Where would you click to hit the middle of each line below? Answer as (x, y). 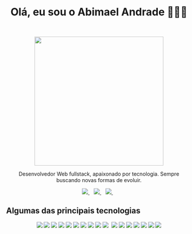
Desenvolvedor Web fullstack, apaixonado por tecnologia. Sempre (99, 174)
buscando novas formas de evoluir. (99, 180)
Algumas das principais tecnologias (73, 211)
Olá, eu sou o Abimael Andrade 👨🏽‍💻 (99, 12)
